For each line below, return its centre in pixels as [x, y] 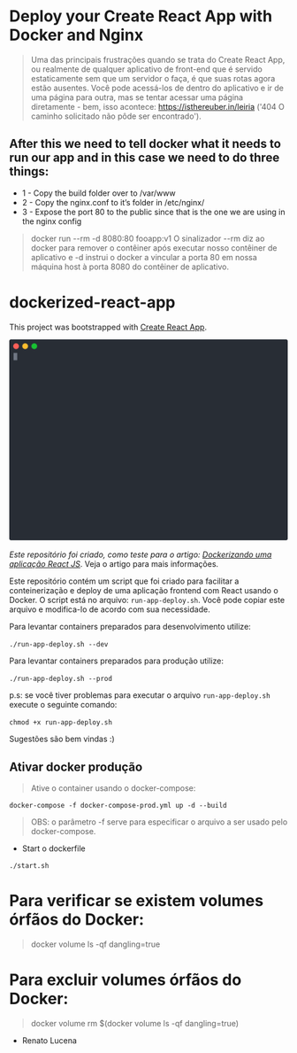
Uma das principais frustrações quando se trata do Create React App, [158, 59]
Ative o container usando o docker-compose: [113, 788]
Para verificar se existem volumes [136, 901]
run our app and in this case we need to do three [145, 158]
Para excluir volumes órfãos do [126, 980]
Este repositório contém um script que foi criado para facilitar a [124, 581]
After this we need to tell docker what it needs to [145, 144]
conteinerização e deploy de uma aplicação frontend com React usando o [144, 591]
